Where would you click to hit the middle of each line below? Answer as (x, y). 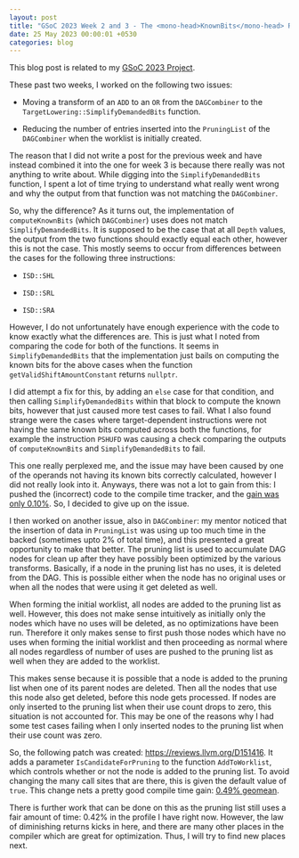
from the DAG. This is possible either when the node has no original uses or (148, 578)
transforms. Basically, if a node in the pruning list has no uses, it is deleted (145, 568)
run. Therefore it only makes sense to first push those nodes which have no (148, 633)
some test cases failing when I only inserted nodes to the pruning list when (146, 726)
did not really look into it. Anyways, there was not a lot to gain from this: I (142, 485)
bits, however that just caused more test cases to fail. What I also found (140, 411)
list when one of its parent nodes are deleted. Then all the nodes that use (143, 688)
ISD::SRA (38, 311)
